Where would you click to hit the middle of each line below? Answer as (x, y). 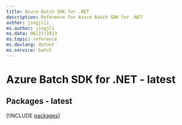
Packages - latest (39, 101)
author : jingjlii (28, 23)
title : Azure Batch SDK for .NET (48, 12)
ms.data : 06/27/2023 (32, 34)
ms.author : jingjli (30, 28)
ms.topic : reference (32, 39)
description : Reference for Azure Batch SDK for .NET (75, 17)
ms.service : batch (29, 50)
